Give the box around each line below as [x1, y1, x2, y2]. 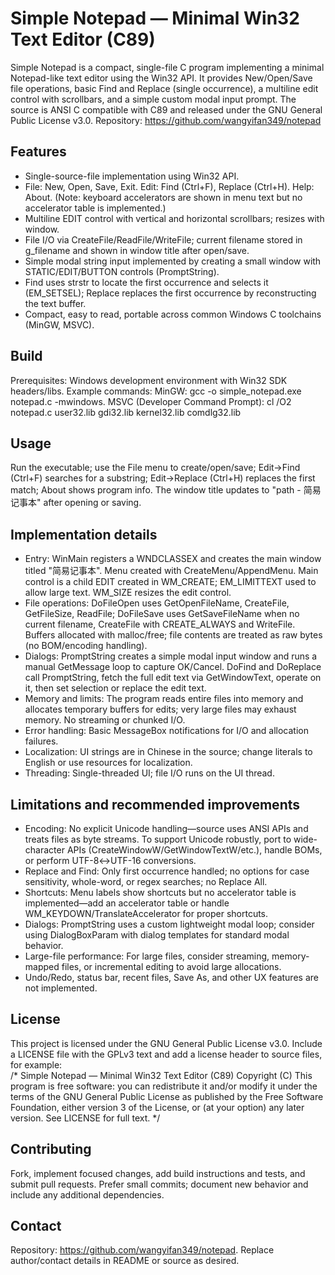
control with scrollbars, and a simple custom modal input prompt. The [10, 93, 297, 105]
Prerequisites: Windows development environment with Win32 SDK [10, 374, 288, 386]
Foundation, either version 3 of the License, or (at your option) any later [10, 1101, 305, 1113]
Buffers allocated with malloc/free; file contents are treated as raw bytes [24, 629, 323, 641]
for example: [10, 1058, 63, 1071]
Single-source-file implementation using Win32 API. [24, 170, 240, 182]
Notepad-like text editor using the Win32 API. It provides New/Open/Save [10, 72, 313, 84]
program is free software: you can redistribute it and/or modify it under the [10, 1080, 318, 1092]
